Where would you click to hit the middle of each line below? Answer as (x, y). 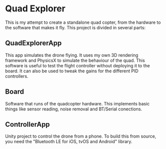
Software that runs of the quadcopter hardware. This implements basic (78, 103)
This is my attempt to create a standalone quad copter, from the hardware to (83, 22)
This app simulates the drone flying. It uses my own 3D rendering (72, 55)
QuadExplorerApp (33, 43)
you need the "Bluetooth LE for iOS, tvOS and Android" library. (69, 142)
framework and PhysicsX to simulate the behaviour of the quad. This (75, 60)
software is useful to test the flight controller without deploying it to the (78, 65)
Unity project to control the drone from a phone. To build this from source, (81, 136)
